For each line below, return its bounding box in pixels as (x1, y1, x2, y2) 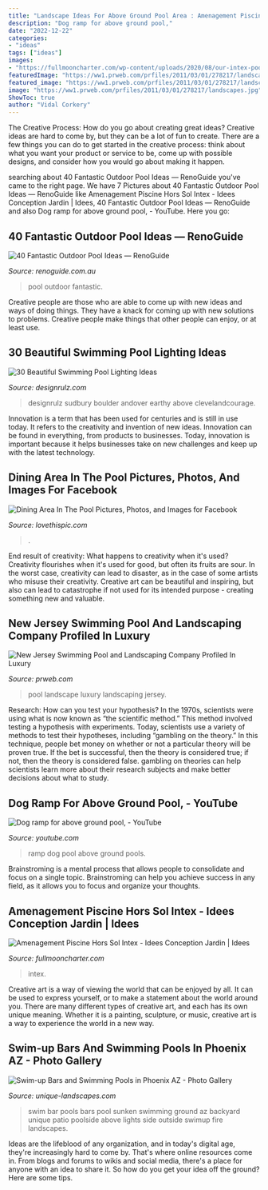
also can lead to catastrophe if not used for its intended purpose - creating (8, 585, 254, 594)
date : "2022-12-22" (8, 26, 73, 34)
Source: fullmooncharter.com (8, 953, 105, 963)
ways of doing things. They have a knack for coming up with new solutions (8, 305, 254, 315)
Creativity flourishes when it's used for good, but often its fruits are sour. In (8, 559, 255, 569)
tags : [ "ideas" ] (8, 49, 62, 57)
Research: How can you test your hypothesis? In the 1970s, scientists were (8, 705, 254, 715)
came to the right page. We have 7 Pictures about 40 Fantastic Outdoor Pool (8, 181, 259, 190)
